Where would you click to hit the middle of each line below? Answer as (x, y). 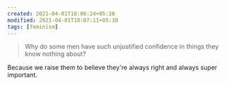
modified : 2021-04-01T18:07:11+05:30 (63, 20)
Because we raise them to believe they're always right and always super (112, 68)
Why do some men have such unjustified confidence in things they (121, 47)
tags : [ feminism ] (33, 27)
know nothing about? (55, 54)
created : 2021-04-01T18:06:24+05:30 (61, 14)
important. (22, 75)
